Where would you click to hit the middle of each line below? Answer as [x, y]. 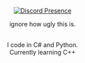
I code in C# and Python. [42, 45]
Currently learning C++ [42, 52]
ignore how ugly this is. [42, 24]
